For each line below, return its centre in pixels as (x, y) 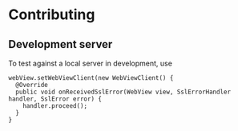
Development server (61, 44)
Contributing (52, 15)
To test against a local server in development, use (90, 63)
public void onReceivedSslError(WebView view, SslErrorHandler (123, 92)
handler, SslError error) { (55, 99)
